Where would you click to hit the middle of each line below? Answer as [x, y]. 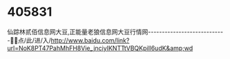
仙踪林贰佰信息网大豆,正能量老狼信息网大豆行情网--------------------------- [115, 32]
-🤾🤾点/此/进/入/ [29, 40]
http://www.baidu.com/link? [90, 40]
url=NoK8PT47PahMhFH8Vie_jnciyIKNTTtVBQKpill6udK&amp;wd [100, 48]
